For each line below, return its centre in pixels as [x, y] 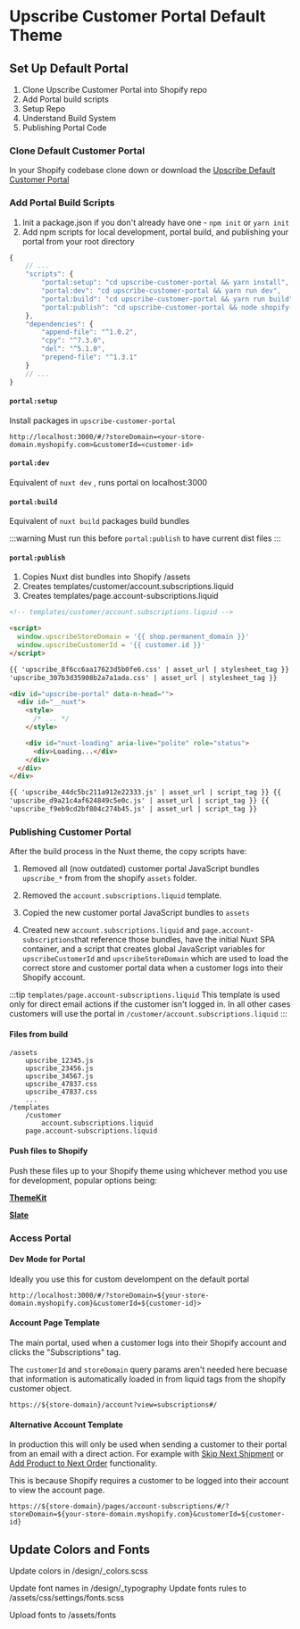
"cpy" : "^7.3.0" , [73, 341]
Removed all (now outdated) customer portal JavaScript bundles [141, 869]
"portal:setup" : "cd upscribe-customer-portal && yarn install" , [166, 283]
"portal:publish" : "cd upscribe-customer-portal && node [149, 307]
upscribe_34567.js [59, 1076]
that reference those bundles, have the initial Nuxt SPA [175, 940]
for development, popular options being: [83, 1180]
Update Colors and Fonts [79, 1549]
